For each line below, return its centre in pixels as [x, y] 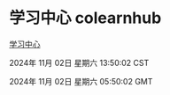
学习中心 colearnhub [85, 18]
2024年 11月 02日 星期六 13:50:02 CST [79, 62]
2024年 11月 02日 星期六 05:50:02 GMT [81, 81]
